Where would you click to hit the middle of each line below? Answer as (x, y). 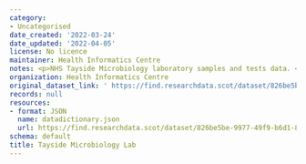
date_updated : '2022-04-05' (63, 43)
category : (28, 18)
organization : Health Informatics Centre (89, 77)
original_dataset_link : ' (58, 86)
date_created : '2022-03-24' (63, 35)
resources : (30, 102)
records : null (36, 94)
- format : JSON (38, 111)
